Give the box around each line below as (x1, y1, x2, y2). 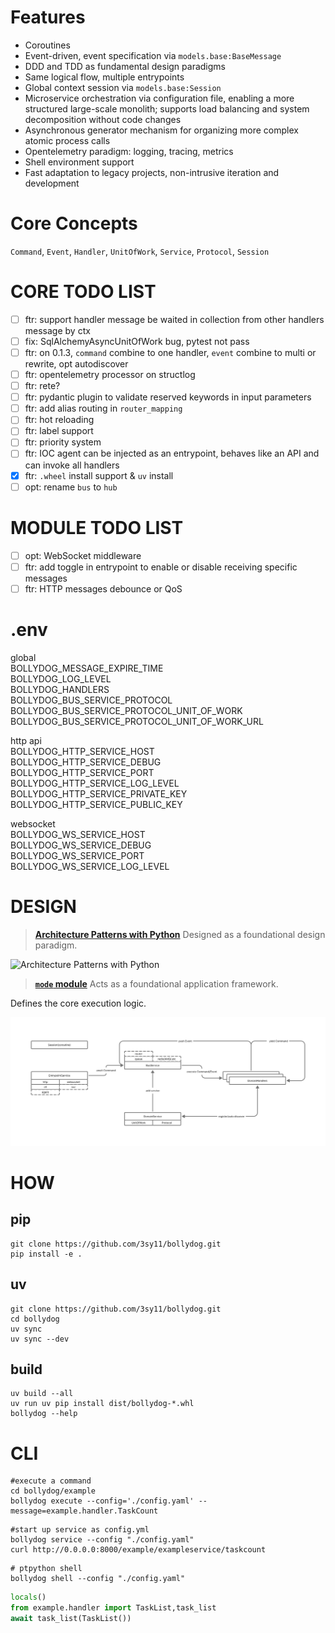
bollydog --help (10, 1409, 78, 1419)
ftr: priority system (24, 436, 102, 448)
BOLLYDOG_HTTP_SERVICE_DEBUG (10, 756, 162, 768)
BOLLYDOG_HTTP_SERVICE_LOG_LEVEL (10, 777, 180, 789)
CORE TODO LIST (10, 281, 157, 303)
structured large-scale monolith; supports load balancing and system (24, 102, 310, 115)
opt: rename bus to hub (24, 481, 118, 493)
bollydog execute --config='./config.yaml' (10, 1496, 195, 1506)
